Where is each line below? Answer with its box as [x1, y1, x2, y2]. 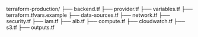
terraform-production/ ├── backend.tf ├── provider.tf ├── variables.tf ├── [6, 6, 193, 12]
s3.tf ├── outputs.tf [6, 24, 55, 31]
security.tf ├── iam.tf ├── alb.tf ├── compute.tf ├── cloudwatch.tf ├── [6, 18, 186, 24]
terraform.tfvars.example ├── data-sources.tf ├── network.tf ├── [6, 12, 170, 18]
